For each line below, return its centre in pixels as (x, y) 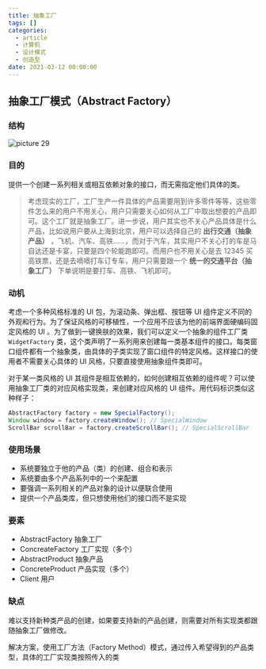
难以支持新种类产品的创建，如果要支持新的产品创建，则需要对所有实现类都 (129, 620)
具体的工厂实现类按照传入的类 (70, 657)
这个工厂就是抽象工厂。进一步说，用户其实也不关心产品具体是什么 (149, 221)
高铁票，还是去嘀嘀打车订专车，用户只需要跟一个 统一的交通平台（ (136, 260)
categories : (28, 30)
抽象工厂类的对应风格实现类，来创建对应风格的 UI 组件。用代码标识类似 (131, 388)
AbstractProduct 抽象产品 (61, 559)
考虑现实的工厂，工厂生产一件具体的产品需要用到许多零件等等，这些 (139, 201)
